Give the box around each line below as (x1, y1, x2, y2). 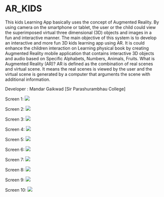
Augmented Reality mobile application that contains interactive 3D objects (5, 50, 154, 56)
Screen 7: (5, 156, 24, 162)
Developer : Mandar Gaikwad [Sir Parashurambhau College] (5, 86, 126, 92)
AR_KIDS (5, 3, 43, 14)
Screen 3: (5, 116, 25, 122)
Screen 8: (5, 167, 25, 172)
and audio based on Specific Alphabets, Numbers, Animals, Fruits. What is (5, 55, 155, 61)
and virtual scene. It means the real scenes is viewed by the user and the (5, 66, 153, 72)
